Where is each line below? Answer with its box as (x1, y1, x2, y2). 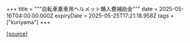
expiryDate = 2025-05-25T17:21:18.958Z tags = (54, 12, 174, 19)
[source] (6, 30, 28, 38)
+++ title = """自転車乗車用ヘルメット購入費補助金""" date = (6, 5, 158, 12)
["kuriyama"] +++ (6, 19, 51, 25)
